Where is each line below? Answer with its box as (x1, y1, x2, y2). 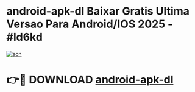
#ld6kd (6, 30, 43, 44)
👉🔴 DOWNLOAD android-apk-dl (6, 73, 174, 87)
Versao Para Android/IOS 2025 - (6, 17, 173, 31)
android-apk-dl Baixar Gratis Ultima (6, 4, 190, 18)
